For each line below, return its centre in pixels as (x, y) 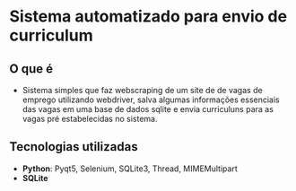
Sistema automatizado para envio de (148, 17)
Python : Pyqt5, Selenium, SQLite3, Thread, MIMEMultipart (130, 169)
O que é (31, 69)
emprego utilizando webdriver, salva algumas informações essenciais (151, 100)
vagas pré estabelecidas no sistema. (90, 119)
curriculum (52, 35)
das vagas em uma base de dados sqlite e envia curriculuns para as (148, 109)
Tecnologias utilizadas (74, 147)
